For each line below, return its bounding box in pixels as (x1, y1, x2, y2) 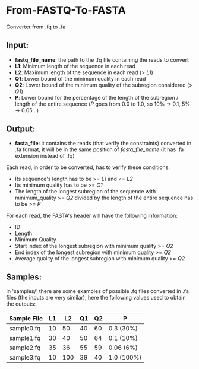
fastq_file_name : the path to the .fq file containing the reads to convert (14, 56, 189, 63)
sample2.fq (9, 343, 41, 352)
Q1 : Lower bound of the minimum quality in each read (14, 75, 146, 82)
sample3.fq (9, 354, 41, 362)
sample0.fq (9, 325, 41, 333)
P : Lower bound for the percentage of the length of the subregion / (14, 94, 179, 101)
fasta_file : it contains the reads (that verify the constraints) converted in (14, 139, 192, 147)
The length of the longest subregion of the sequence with (14, 187, 156, 195)
